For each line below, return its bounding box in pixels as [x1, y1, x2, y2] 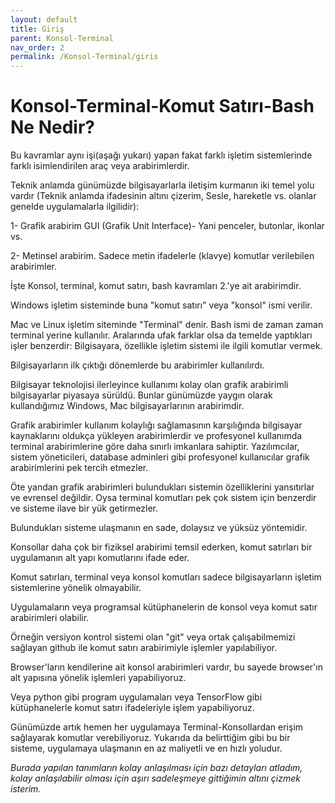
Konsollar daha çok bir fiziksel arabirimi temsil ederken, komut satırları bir [10, 541, 313, 553]
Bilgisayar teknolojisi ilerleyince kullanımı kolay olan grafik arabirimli [10, 379, 289, 391]
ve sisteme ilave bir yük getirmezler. [10, 502, 159, 515]
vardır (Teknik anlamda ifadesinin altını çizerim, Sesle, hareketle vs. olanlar [10, 190, 317, 202]
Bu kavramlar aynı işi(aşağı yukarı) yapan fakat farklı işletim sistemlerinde [10, 149, 313, 161]
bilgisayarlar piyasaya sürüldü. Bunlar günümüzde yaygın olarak [10, 389, 273, 401]
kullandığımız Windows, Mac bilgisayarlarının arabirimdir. [10, 400, 245, 412]
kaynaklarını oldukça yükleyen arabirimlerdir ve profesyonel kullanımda [10, 430, 303, 442]
